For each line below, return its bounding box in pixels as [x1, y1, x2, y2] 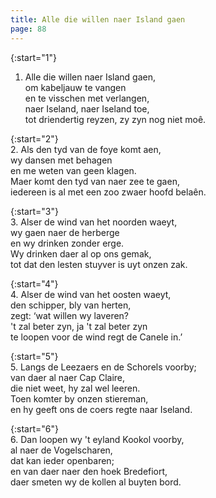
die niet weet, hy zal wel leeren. [10, 382, 141, 394]
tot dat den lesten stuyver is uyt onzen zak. [10, 258, 188, 270]
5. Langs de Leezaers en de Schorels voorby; [10, 361, 197, 373]
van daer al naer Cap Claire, [10, 371, 126, 383]
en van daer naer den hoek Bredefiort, [10, 465, 168, 477]
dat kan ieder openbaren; [10, 454, 115, 466]
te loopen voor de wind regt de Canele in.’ [10, 331, 183, 343]
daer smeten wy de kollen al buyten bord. [10, 476, 182, 488]
